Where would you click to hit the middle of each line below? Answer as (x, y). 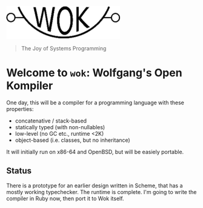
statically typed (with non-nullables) (60, 127)
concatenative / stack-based (51, 121)
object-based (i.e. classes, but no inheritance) (72, 140)
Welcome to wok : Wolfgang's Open (95, 73)
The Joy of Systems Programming (64, 48)
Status (19, 171)
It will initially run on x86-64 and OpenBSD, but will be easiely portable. (95, 152)
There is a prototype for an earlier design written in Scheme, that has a (95, 186)
